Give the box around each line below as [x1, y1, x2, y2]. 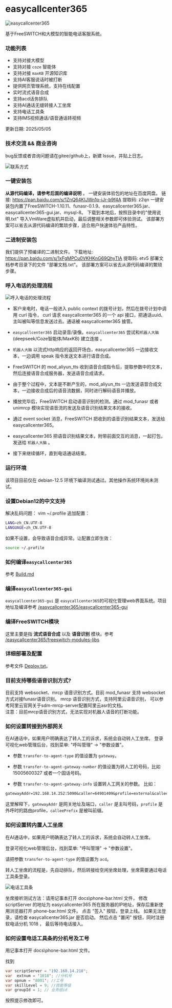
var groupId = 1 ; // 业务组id [5, 988, 68, 993]
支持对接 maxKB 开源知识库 [12, 70, 68, 76]
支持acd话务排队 [12, 96, 48, 102]
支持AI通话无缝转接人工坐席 [12, 102, 72, 108]
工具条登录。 [5, 873, 32, 879]
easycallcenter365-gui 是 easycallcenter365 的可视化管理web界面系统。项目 [5, 598, 167, 604]
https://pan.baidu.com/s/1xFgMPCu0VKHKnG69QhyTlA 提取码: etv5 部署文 [5, 255, 164, 261]
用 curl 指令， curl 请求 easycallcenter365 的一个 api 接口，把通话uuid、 [12, 312, 165, 318]
